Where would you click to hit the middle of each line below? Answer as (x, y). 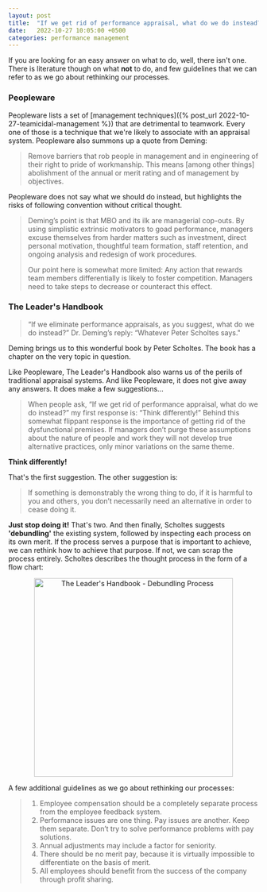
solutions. (56, 837)
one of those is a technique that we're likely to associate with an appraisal (129, 132)
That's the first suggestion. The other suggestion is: (93, 477)
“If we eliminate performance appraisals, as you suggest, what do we (141, 324)
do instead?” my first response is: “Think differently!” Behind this (133, 412)
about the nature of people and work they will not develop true (130, 438)
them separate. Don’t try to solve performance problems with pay (147, 828)
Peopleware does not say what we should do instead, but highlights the (125, 196)
